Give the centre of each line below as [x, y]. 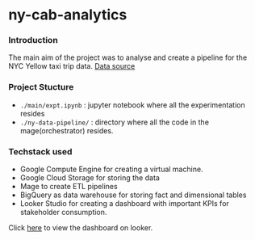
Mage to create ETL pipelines [69, 187]
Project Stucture [41, 87]
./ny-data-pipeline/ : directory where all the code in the [115, 122]
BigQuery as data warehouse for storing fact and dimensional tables [133, 195]
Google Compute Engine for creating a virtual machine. [111, 169]
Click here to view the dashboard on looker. [81, 228]
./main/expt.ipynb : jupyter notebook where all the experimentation [132, 105]
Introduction [33, 40]
